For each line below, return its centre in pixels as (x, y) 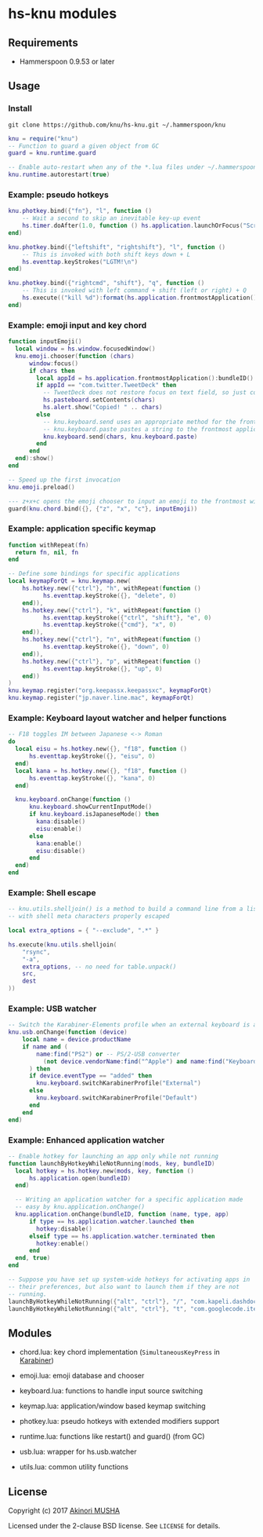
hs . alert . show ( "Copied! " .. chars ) (103, 408)
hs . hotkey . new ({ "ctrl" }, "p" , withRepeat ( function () (112, 661)
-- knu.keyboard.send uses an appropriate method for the (139, 422)
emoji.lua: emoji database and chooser (82, 1376)
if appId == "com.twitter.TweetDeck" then (106, 386)
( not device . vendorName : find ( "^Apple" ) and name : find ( (134, 1061)
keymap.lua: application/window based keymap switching (112, 1406)
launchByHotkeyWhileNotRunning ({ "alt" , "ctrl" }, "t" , (98, 1308)
